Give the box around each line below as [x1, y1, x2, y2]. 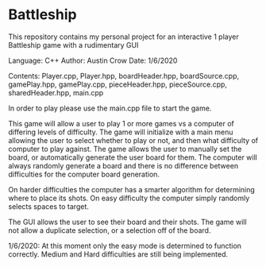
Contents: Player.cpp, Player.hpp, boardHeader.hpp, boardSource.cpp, [8, 71, 240, 80]
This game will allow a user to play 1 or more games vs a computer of [8, 118, 234, 128]
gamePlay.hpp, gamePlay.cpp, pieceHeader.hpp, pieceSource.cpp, [8, 79, 228, 89]
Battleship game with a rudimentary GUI [8, 40, 139, 49]
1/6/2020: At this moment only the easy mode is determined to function [8, 241, 242, 250]
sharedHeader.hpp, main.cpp [8, 87, 104, 97]
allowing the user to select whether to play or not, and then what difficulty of [8, 135, 259, 145]
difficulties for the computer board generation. [8, 169, 160, 179]
